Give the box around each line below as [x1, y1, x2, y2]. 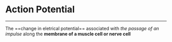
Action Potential [5, 4, 75, 15]
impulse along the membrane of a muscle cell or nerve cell [5, 31, 131, 37]
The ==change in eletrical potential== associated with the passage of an [5, 25, 160, 31]
